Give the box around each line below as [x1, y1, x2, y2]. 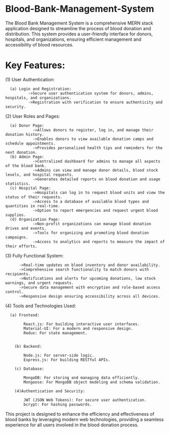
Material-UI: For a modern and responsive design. [23, 326, 133, 331]
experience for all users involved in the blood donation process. [5, 422, 139, 428]
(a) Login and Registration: [10, 86, 72, 91]
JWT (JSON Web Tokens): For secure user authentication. [23, 397, 147, 402]
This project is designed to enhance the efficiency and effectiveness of [5, 411, 155, 417]
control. [5, 289, 24, 294]
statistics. [5, 181, 31, 186]
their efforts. [5, 244, 38, 249]
